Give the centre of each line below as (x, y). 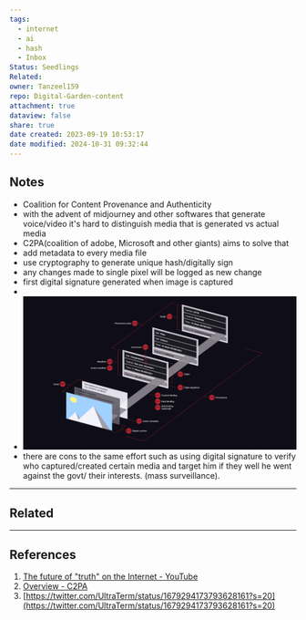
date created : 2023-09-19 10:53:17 (77, 135)
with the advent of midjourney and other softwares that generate (144, 213)
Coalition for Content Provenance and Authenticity (117, 204)
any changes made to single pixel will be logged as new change (142, 272)
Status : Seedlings (44, 67)
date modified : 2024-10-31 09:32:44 (79, 145)
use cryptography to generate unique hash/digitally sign (128, 262)
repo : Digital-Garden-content (67, 96)
